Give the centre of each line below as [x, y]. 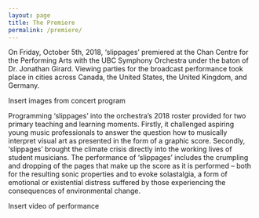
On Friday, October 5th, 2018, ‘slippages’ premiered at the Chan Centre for [128, 53]
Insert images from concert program [67, 101]
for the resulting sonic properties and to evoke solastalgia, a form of [118, 174]
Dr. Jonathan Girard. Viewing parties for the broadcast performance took [126, 69]
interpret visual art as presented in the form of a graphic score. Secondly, [127, 141]
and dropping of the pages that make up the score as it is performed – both [129, 166]
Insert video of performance [54, 206]
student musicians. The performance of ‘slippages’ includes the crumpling [128, 158]
